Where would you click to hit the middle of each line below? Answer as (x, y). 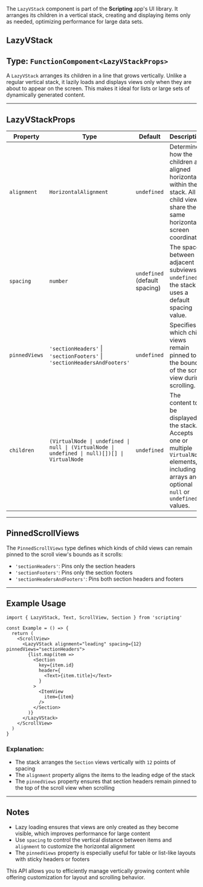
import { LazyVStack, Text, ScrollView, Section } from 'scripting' (94, 618)
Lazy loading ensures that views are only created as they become (97, 827)
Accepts (181, 433)
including (183, 469)
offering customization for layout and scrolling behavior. (76, 877)
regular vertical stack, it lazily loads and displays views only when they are (99, 82)
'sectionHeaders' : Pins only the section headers (75, 566)
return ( (23, 633)
